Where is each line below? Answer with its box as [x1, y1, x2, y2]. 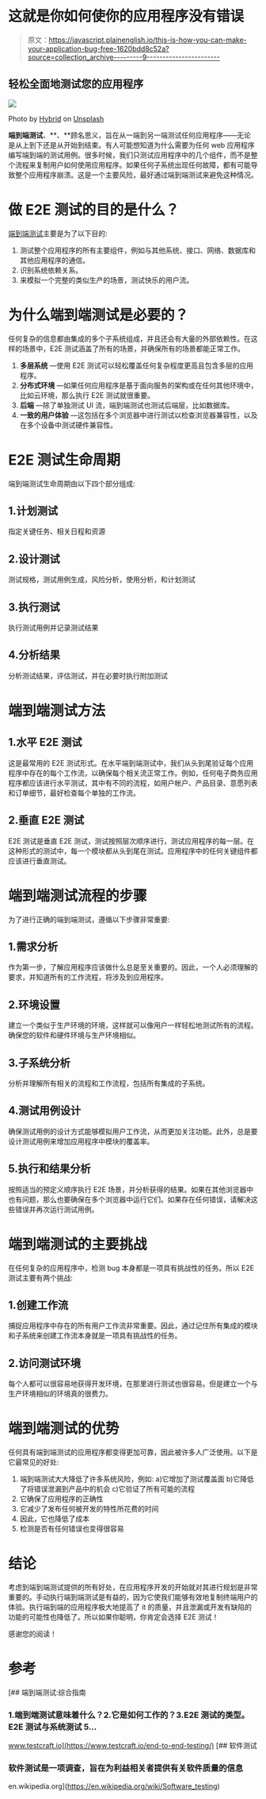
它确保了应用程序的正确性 [19, 1494, 104, 1504]
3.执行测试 [8, 600, 61, 614]
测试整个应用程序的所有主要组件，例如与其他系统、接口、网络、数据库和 [19, 245, 256, 255]
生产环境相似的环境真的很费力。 [8, 1389, 112, 1399]
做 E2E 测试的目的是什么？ [8, 200, 180, 218]
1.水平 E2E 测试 [8, 735, 82, 749]
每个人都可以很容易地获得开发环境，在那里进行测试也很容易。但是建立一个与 [8, 1379, 258, 1388]
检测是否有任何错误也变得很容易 [19, 1524, 124, 1534]
